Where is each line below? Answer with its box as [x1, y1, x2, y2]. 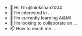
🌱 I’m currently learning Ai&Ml [9, 15, 71, 20]
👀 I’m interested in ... [9, 10, 52, 16]
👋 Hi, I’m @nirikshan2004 [9, 5, 62, 10]
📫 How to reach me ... [9, 26, 56, 31]
